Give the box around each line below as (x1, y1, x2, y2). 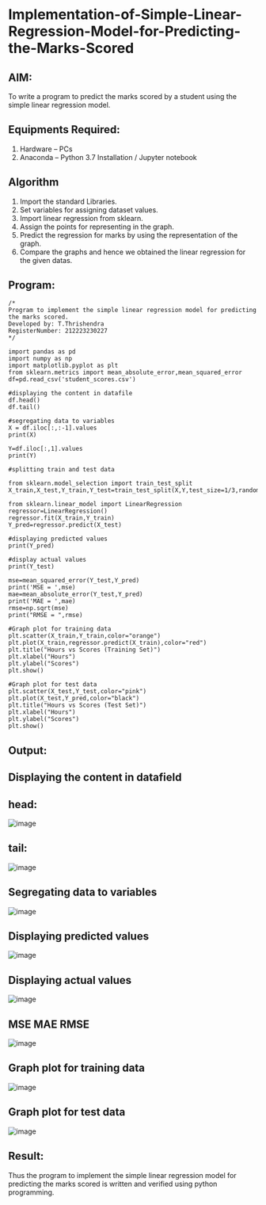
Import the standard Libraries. (19, 196, 117, 206)
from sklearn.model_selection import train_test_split (8, 479, 193, 488)
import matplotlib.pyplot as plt (8, 362, 119, 370)
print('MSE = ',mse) (8, 584, 77, 592)
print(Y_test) (8, 562, 55, 571)
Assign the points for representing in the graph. (19, 222, 174, 231)
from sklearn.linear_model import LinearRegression (8, 501, 182, 509)
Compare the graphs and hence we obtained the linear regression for (19, 247, 246, 257)
